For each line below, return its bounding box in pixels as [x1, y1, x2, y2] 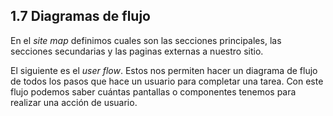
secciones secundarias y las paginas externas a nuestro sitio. [10, 45, 264, 57]
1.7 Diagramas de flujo [10, 8, 151, 25]
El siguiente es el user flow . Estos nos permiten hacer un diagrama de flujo [10, 64, 318, 76]
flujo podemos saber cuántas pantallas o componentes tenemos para [10, 85, 297, 98]
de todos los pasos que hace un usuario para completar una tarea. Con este [10, 75, 324, 87]
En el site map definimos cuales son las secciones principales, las [10, 34, 282, 46]
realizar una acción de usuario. [10, 96, 138, 108]
